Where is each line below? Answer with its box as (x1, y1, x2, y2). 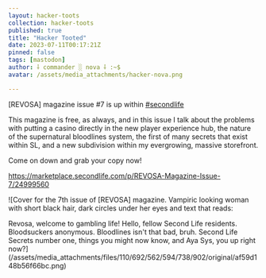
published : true (8, 26, 62, 34)
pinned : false (8, 48, 56, 56)
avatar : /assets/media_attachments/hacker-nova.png (8, 71, 183, 79)
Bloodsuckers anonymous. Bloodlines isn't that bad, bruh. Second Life (8, 227, 238, 237)
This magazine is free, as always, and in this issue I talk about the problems (8, 114, 256, 124)
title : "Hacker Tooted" (8, 33, 87, 42)
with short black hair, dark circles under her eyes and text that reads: (8, 203, 233, 213)
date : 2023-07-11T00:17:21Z (8, 41, 102, 49)
